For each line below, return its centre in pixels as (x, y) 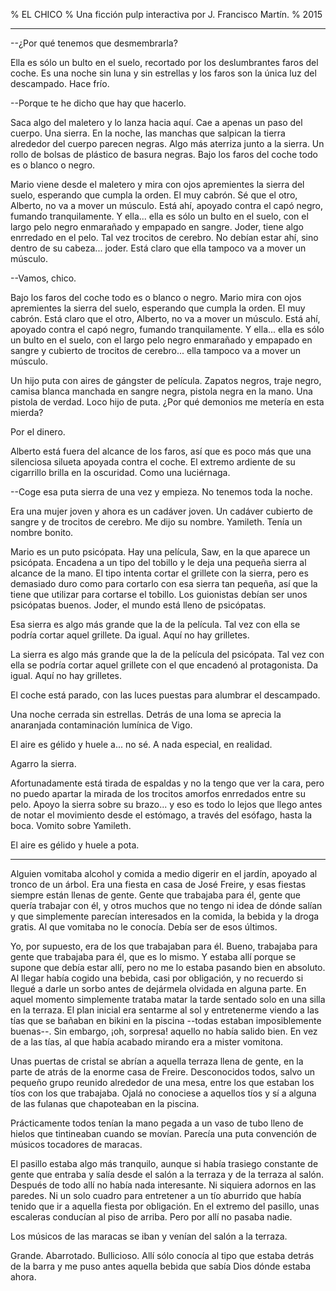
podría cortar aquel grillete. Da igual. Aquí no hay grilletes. (130, 635)
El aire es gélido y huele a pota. (75, 845)
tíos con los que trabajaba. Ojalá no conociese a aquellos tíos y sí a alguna (163, 1093)
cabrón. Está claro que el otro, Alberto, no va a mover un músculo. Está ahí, (165, 318)
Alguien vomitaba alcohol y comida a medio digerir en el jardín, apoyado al (164, 873)
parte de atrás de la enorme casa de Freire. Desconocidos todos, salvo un (162, 1072)
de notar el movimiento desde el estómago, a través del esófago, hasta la (161, 815)
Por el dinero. (38, 432)
